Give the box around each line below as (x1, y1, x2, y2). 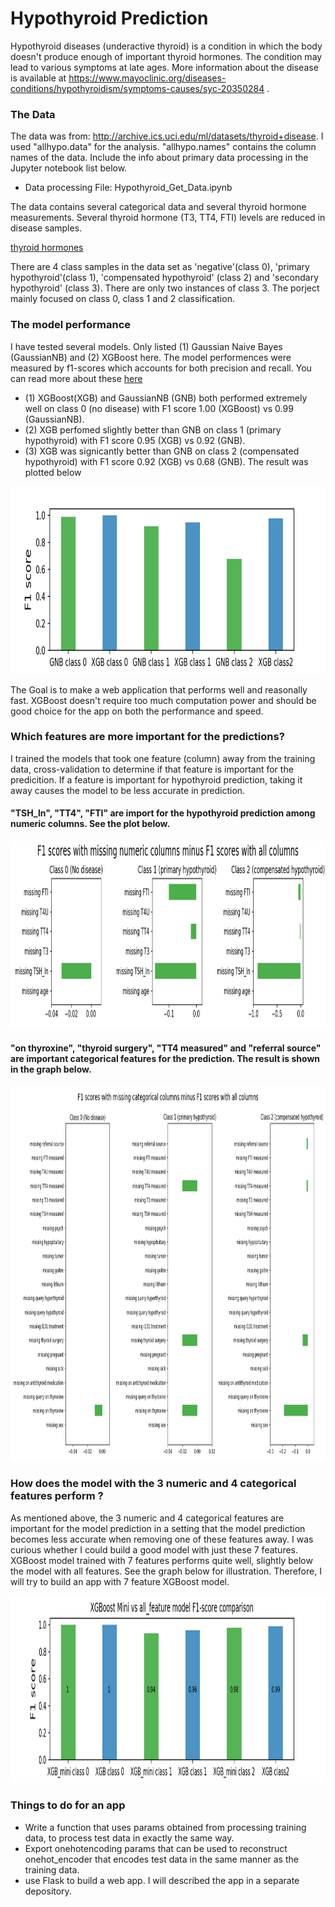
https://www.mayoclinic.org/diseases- (68, 72, 227, 84)
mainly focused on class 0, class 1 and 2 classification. (10, 293, 235, 305)
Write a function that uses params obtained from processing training (24, 1821, 307, 1833)
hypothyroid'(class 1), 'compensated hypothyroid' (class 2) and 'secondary (10, 272, 320, 284)
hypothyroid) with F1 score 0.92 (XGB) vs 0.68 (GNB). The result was (24, 455, 309, 467)
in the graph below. (10, 1063, 92, 1075)
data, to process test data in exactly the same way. (24, 1832, 235, 1844)
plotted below (24, 466, 82, 478)
